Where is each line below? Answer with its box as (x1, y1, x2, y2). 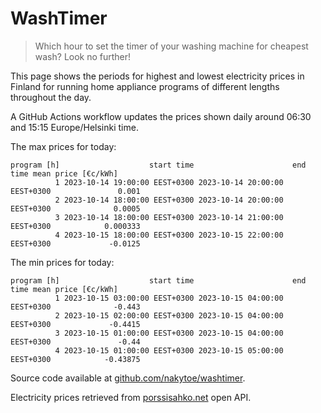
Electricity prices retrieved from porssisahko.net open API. (10, 391, 252, 403)
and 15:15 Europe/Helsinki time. (10, 121, 139, 133)
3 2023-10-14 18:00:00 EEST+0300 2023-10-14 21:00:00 (54, 212, 284, 222)
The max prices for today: (10, 140, 117, 152)
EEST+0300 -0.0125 (10, 238, 141, 249)
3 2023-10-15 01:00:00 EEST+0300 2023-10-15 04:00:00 (54, 328, 284, 338)
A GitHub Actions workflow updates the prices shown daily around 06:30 (10, 110, 312, 122)
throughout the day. (10, 91, 92, 103)
